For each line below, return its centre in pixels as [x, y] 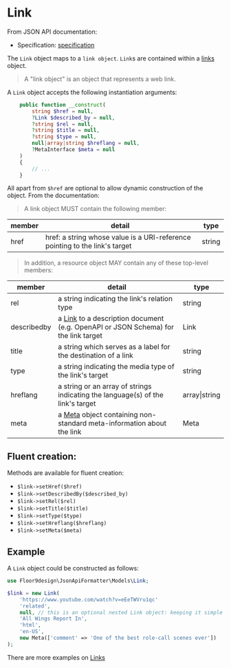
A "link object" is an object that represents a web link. [100, 79]
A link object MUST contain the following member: [95, 209]
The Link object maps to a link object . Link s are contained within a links [111, 58]
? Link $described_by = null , [74, 118]
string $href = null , [63, 111]
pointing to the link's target [88, 246]
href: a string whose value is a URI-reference [118, 237]
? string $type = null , [64, 137]
